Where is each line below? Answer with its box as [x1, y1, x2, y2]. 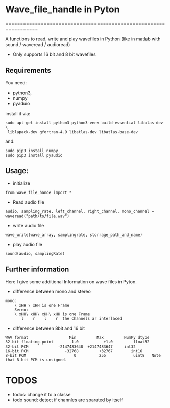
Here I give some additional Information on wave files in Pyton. [5, 278, 137, 285]
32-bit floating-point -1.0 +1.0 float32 [5, 339, 150, 345]
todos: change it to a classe [12, 392, 71, 398]
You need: [5, 79, 27, 85]
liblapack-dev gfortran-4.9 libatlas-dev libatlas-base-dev [7, 129, 138, 134]
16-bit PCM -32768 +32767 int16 [5, 349, 143, 354]
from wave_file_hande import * [5, 190, 72, 195]
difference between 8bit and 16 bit [12, 325, 85, 331]
